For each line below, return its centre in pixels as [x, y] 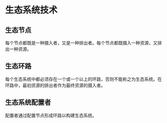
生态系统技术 [32, 10]
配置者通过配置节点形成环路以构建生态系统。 [51, 115]
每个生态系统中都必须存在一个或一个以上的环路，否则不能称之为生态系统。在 [83, 79]
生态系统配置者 [28, 102]
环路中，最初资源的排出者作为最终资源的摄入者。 [55, 85]
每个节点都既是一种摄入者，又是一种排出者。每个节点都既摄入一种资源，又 [81, 43]
